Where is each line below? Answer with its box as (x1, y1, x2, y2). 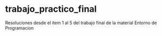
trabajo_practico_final (5, 3, 97, 15)
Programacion (5, 25, 34, 31)
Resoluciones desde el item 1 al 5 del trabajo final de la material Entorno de (5, 20, 157, 26)
